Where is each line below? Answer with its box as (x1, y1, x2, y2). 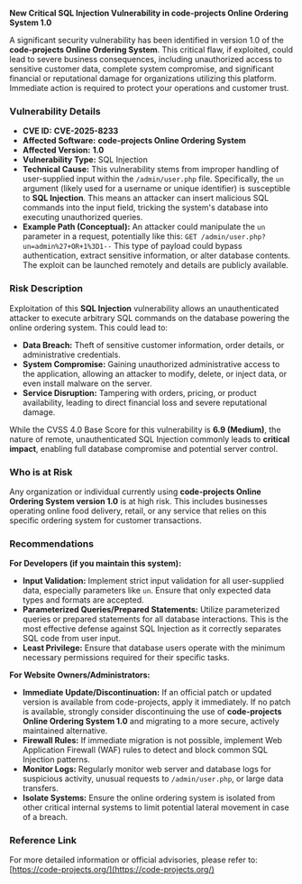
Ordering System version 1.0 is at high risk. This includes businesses (9, 495, 268, 506)
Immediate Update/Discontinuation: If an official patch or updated (22, 687, 272, 698)
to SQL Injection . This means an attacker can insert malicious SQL (22, 193, 270, 204)
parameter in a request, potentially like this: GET (22, 231, 197, 242)
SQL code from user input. (22, 633, 122, 644)
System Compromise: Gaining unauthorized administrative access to (22, 358, 280, 369)
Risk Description (9, 282, 84, 295)
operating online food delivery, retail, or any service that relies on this (9, 505, 268, 516)
